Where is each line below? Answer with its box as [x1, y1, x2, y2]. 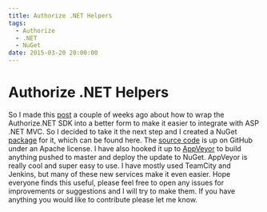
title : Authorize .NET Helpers [8, 11, 113, 20]
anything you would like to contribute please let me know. [8, 194, 198, 204]
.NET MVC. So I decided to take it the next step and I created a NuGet [8, 126, 237, 136]
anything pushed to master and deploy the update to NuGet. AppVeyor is [8, 152, 248, 162]
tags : [8, 19, 26, 27]
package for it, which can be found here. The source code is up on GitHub [8, 135, 253, 145]
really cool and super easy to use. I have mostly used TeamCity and [8, 161, 232, 170]
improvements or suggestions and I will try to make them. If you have [8, 186, 236, 196]
